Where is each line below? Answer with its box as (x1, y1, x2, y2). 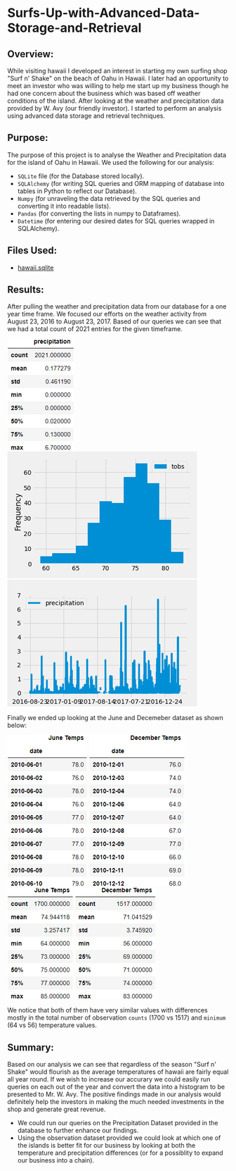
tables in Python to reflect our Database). (17, 187, 137, 195)
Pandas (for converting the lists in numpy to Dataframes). (17, 209, 181, 218)
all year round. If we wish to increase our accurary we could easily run (7, 1075, 211, 1084)
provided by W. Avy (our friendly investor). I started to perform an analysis (7, 104, 222, 112)
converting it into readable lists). (17, 202, 111, 210)
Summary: (7, 1041, 54, 1053)
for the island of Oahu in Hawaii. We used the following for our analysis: (7, 158, 214, 166)
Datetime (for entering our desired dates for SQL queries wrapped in (17, 216, 215, 225)
